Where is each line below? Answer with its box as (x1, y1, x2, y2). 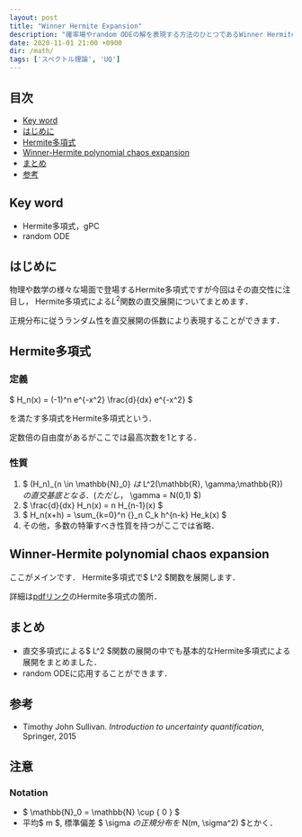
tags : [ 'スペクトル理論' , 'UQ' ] (9, 55, 121, 64)
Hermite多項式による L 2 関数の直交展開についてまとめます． (34, 294, 253, 307)
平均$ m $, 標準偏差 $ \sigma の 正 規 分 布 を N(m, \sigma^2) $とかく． (22, 817, 278, 828)
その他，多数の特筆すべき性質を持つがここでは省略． (22, 521, 219, 531)
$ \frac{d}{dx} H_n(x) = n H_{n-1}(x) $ (22, 500, 164, 511)
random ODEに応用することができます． (22, 667, 173, 679)
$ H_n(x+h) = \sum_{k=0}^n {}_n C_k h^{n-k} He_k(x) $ (22, 510, 227, 521)
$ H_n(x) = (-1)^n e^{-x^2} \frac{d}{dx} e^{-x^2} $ (9, 394, 193, 405)
